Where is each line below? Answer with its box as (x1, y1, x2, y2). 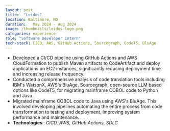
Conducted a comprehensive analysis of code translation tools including (12, 76, 165, 82)
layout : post (5, 7, 33, 13)
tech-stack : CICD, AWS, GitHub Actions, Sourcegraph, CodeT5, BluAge (5, 41, 157, 46)
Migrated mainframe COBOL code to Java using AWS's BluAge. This (12, 98, 157, 104)
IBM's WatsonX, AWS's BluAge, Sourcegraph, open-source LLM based (12, 82, 162, 88)
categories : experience (5, 31, 56, 36)
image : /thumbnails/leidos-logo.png (5, 27, 83, 32)
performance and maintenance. (12, 114, 79, 120)
